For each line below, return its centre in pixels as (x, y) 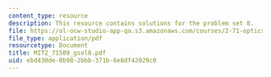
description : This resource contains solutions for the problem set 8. (131, 23)
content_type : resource (48, 16)
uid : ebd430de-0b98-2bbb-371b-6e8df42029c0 (83, 61)
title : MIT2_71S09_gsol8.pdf (57, 53)
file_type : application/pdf (56, 38)
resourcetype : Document (48, 46)
